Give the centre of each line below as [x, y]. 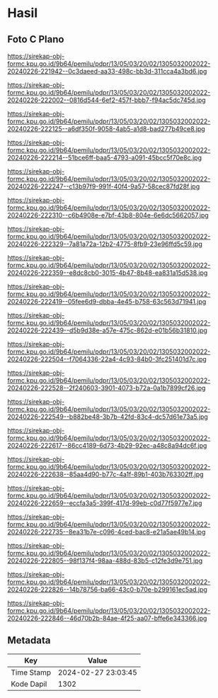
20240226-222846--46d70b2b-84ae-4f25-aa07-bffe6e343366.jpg [107, 618]
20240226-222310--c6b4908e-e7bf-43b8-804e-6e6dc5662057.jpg [108, 215]
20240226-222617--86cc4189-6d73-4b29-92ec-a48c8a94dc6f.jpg [107, 445]
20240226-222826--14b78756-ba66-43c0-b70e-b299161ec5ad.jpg [107, 589]
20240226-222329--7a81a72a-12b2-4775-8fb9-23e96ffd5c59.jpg [105, 244]
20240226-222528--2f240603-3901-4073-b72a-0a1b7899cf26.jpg [107, 388]
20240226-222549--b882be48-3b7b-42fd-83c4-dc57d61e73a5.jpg [108, 417]
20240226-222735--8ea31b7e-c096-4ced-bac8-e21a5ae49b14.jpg [107, 532]
